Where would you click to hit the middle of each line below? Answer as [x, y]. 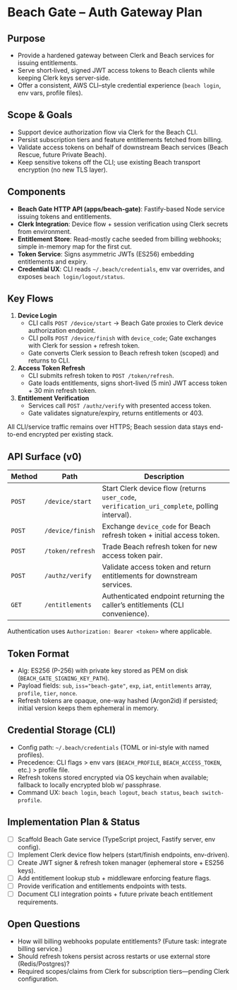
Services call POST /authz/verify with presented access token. [120, 406]
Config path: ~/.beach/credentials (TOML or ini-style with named [113, 747]
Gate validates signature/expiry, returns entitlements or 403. [116, 413]
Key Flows [31, 299]
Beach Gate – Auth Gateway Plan [105, 12]
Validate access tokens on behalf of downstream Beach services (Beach [123, 147]
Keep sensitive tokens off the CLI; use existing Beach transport [109, 162]
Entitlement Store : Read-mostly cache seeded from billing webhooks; [120, 239]
